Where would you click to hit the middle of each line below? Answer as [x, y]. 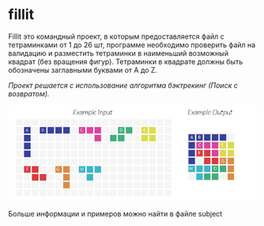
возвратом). [29, 93]
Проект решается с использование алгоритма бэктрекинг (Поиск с [123, 85]
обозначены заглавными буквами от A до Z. [83, 70]
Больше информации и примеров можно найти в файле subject [115, 213]
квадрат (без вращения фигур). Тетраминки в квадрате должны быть [126, 62]
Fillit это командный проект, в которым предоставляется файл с [117, 36]
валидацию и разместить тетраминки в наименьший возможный [119, 53]
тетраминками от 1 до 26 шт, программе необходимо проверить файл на [132, 44]
